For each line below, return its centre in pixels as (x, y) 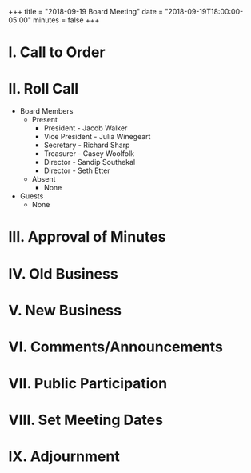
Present (45, 120)
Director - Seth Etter (77, 170)
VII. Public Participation (88, 384)
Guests (32, 196)
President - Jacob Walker (86, 128)
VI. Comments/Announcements (116, 347)
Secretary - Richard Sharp (87, 145)
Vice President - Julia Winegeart (97, 137)
